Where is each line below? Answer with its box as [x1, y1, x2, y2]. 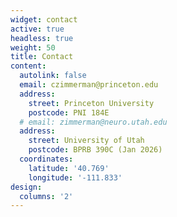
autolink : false [19, 71, 87, 81]
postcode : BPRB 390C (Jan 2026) [28, 145, 163, 155]
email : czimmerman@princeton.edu [19, 80, 159, 90]
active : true [10, 24, 65, 34]
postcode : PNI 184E [28, 107, 110, 118]
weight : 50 [10, 42, 56, 53]
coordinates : [19, 154, 74, 164]
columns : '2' [19, 191, 74, 201]
